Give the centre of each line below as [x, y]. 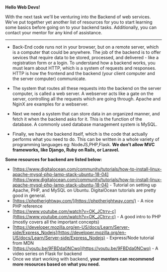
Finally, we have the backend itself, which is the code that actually [80, 134]
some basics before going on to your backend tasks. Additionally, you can [81, 27]
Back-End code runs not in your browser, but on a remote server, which [85, 47]
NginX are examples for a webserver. [50, 104]
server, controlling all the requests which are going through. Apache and [86, 99]
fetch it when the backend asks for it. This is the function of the [77, 119]
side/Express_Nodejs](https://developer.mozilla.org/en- [69, 232]
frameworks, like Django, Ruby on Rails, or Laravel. [66, 150]
